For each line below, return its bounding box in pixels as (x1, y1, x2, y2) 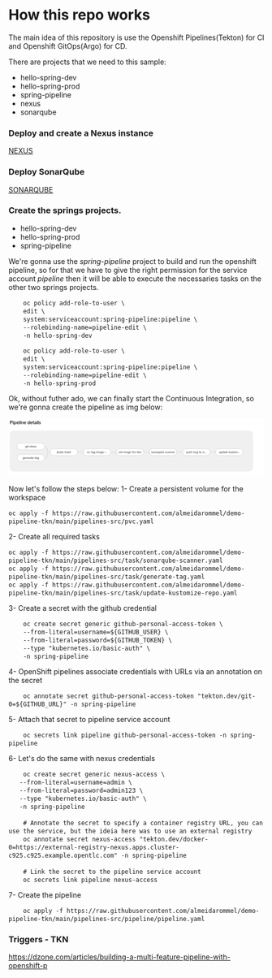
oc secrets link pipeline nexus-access (23, 876, 158, 885)
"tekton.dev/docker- (139, 835, 209, 844)
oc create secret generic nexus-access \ (23, 770, 165, 779)
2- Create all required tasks (8, 532, 100, 542)
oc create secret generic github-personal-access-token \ (23, 620, 223, 629)
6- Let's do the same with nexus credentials (8, 754, 156, 764)
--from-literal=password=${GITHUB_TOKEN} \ (23, 636, 173, 645)
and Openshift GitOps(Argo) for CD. (8, 41, 127, 50)
